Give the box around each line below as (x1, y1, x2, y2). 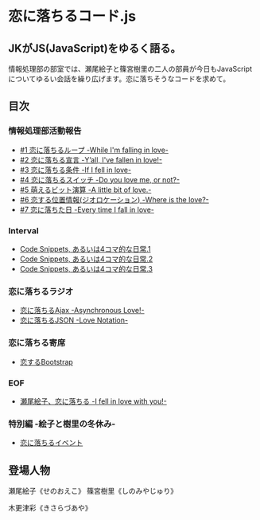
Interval (8, 225, 39, 236)
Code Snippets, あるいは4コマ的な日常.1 (19, 244, 151, 253)
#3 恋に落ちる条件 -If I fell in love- (19, 165, 132, 174)
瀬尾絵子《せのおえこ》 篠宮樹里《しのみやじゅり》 (8, 486, 177, 495)
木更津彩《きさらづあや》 (8, 502, 92, 512)
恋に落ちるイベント (19, 438, 83, 448)
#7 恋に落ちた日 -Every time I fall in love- (19, 205, 155, 214)
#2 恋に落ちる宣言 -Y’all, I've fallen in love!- (19, 154, 163, 164)
